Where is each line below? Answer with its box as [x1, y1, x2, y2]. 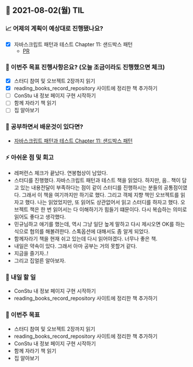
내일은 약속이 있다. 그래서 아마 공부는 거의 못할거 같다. [13, 242, 137, 250]
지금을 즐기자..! [13, 250, 49, 257]
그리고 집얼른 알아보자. [13, 257, 66, 264]
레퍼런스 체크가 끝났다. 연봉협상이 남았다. [13, 169, 108, 176]
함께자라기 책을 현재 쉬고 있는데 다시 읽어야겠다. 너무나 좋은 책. [13, 235, 158, 242]
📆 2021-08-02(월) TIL [5, 5, 85, 16]
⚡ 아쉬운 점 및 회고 [5, 153, 54, 161]
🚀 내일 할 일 [5, 273, 36, 281]
